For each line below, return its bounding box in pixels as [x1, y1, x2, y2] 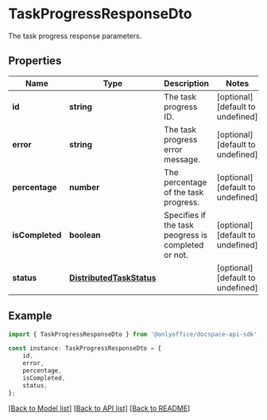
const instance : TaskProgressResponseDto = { [8, 344, 161, 352]
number [68, 181, 100, 192]
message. [164, 154, 201, 165]
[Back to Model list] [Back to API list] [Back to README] [8, 403, 191, 413]
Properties [8, 54, 62, 68]
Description [164, 77, 209, 88]
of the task [164, 186, 204, 197]
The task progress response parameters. [8, 31, 142, 41]
